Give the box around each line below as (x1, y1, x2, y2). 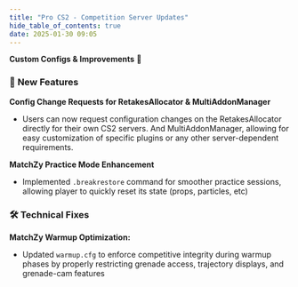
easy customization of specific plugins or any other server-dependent (21, 132, 279, 143)
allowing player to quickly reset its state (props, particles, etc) (21, 186, 249, 196)
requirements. (21, 141, 74, 152)
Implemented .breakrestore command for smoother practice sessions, (21, 176, 282, 187)
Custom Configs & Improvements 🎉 (9, 54, 142, 65)
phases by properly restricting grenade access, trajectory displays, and (21, 259, 285, 269)
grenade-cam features (21, 267, 105, 278)
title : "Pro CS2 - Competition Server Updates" (9, 12, 189, 22)
